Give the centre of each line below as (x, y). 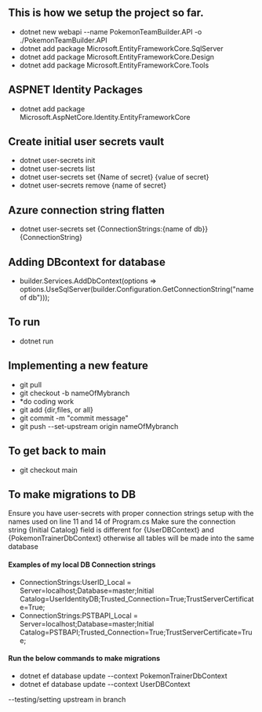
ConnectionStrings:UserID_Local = (75, 582)
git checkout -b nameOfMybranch (75, 393)
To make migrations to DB (72, 494)
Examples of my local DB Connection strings (82, 565)
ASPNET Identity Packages (76, 90)
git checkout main (49, 470)
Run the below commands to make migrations (84, 659)
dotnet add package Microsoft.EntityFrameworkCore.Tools (114, 65)
